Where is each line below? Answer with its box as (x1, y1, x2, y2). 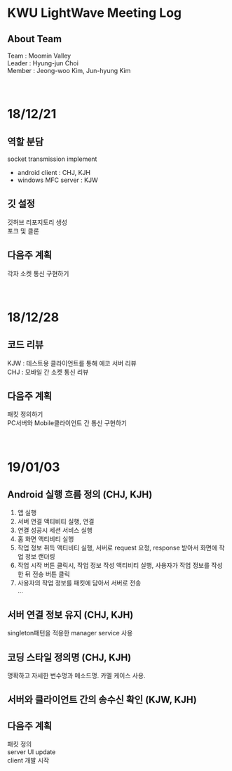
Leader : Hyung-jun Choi (7, 59, 79, 67)
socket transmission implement (7, 155, 97, 163)
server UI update (7, 748, 56, 756)
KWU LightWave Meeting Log (7, 5, 182, 21)
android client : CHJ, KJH (17, 169, 91, 176)
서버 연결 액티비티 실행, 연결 (17, 517, 95, 526)
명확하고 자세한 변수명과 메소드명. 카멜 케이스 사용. (7, 671, 146, 680)
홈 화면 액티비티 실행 (17, 535, 74, 543)
